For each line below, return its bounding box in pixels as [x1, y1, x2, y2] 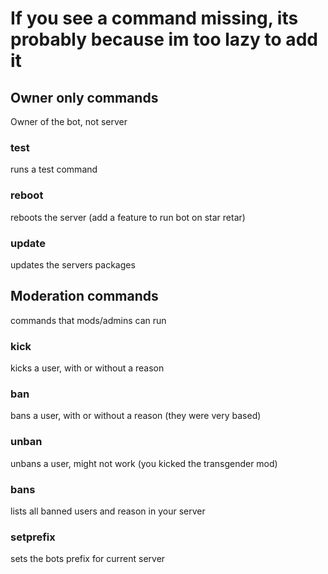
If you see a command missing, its [10, 7, 299, 30]
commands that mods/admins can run [10, 314, 167, 326]
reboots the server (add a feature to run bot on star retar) [10, 211, 246, 223]
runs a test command [10, 163, 98, 176]
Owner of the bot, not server [10, 116, 128, 127]
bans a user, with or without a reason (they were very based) [10, 410, 262, 422]
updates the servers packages [10, 258, 136, 271]
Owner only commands [10, 89, 159, 106]
